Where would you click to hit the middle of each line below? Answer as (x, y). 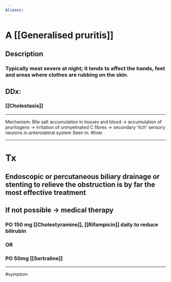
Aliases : (15, 10)
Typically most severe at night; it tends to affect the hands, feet (85, 68)
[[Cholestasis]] (24, 106)
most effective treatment (46, 193)
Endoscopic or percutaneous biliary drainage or (82, 177)
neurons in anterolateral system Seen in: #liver (54, 133)
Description (24, 54)
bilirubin (16, 231)
